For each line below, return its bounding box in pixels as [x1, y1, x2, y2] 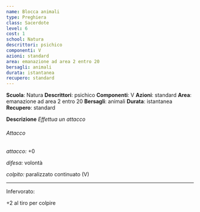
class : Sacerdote [6, 20, 49, 26]
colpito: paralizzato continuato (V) [6, 171, 89, 178]
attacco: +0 [6, 148, 35, 155]
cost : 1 [6, 31, 26, 37]
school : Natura [6, 36, 44, 42]
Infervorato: [6, 188, 35, 195]
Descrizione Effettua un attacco [6, 116, 86, 123]
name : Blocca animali [6, 8, 60, 15]
